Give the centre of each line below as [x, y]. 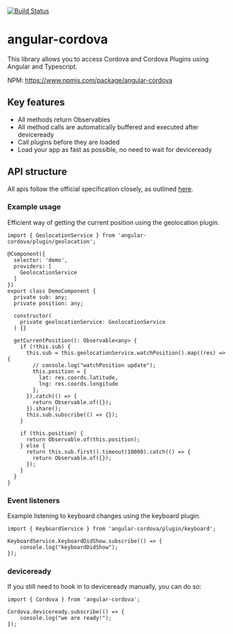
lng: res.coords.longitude [78, 384]
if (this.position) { [52, 433]
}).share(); [43, 409]
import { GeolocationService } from [61, 235]
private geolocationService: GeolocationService [93, 322]
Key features [36, 102]
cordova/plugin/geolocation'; [52, 241]
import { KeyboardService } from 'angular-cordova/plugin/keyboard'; [112, 529]
